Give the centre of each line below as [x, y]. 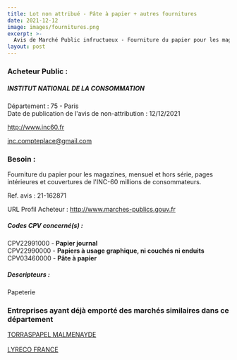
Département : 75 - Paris [43, 106]
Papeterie [22, 292]
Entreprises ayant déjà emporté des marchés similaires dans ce [118, 311]
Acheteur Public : [38, 71]
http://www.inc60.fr [36, 127]
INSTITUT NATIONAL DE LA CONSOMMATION [76, 88]
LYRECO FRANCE [33, 349]
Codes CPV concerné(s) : [45, 225]
